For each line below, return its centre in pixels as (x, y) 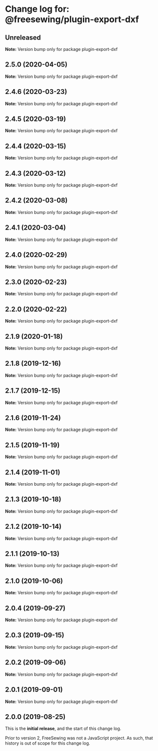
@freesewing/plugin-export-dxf (72, 19)
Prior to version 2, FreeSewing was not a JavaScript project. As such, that (79, 738)
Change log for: (37, 9)
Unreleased (23, 37)
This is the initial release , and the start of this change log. (63, 728)
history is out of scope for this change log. (48, 743)
